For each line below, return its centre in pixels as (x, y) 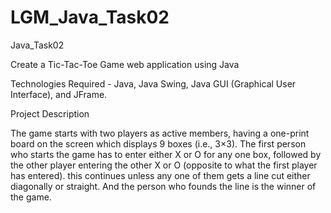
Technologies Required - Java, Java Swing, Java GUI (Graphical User (153, 83)
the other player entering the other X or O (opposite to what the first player (164, 165)
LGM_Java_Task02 (90, 17)
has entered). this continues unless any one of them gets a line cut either (160, 175)
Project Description (50, 113)
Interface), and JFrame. (59, 94)
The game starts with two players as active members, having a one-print (160, 133)
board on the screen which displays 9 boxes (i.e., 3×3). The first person (158, 143)
